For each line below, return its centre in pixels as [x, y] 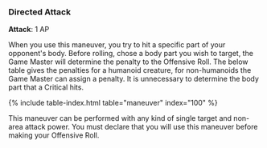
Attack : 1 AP [29, 30]
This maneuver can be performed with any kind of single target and [120, 118]
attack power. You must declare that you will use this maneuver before [141, 127]
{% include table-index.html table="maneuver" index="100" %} [113, 103]
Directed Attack [39, 12]
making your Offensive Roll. [54, 135]
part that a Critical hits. [46, 87]
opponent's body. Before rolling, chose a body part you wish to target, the [131, 54]
